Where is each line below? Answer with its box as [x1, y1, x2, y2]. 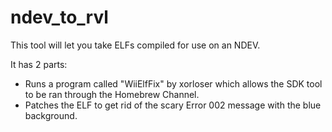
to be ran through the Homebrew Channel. [24, 88, 200, 100]
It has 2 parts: [10, 58, 68, 70]
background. [24, 109, 78, 121]
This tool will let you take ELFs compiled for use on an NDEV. [10, 39, 261, 51]
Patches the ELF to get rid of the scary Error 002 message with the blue [24, 99, 322, 111]
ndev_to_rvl [10, 6, 109, 29]
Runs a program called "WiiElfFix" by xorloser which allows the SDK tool [24, 77, 323, 90]
